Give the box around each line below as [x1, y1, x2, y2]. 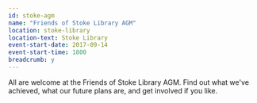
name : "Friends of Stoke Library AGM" [8, 19, 136, 27]
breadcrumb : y [8, 56, 56, 64]
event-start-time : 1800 [8, 48, 87, 56]
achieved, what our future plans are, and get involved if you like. [8, 86, 218, 95]
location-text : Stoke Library [8, 33, 109, 42]
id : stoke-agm [8, 11, 56, 20]
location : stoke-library [8, 26, 90, 34]
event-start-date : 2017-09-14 [8, 41, 109, 49]
